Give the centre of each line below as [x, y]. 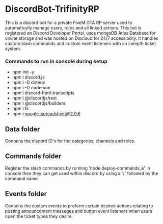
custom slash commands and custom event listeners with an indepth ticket [81, 43]
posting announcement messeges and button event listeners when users [79, 211]
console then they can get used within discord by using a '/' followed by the [82, 173]
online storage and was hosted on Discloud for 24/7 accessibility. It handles [82, 38]
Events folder [26, 194]
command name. [22, 178]
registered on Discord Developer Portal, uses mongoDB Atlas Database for [81, 33]
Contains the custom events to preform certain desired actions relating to [79, 206]
